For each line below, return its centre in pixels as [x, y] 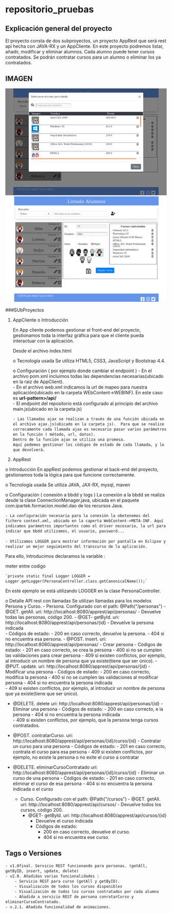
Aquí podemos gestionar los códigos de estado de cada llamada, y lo [89, 445]
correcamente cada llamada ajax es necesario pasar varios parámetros [90, 429]
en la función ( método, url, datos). [54, 434]
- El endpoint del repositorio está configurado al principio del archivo [85, 403]
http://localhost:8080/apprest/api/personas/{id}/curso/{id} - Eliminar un [89, 773]
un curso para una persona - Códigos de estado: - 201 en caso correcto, [89, 746]
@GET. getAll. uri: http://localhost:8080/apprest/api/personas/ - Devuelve [83, 611]
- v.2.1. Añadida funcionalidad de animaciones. [58, 907]
